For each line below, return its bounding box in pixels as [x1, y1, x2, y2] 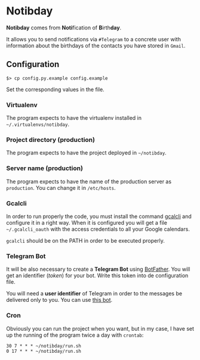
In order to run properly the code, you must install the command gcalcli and [6, 213, 192, 220]
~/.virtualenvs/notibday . [6, 121, 70, 128]
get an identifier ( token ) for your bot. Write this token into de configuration [6, 272, 189, 279]
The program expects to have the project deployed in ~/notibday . [6, 149, 167, 156]
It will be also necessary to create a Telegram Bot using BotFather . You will [6, 265, 190, 273]
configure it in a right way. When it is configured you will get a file [6, 219, 167, 226]
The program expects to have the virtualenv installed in [6, 114, 142, 122]
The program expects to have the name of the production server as [6, 178, 172, 185]
